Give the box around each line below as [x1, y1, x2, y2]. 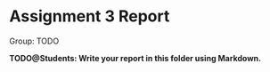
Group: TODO [9, 36, 60, 46]
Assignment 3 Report [9, 6, 170, 27]
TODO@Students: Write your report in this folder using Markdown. [9, 52, 261, 63]
